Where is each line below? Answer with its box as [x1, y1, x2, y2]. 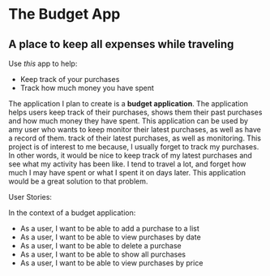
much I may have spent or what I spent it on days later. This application [8, 168, 246, 177]
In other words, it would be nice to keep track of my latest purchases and [8, 151, 253, 160]
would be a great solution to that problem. [8, 176, 148, 186]
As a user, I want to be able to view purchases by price [19, 258, 204, 268]
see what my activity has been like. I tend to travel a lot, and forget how [8, 159, 246, 169]
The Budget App [8, 5, 121, 24]
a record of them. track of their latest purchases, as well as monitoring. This [8, 133, 262, 143]
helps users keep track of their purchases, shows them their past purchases [8, 107, 263, 117]
